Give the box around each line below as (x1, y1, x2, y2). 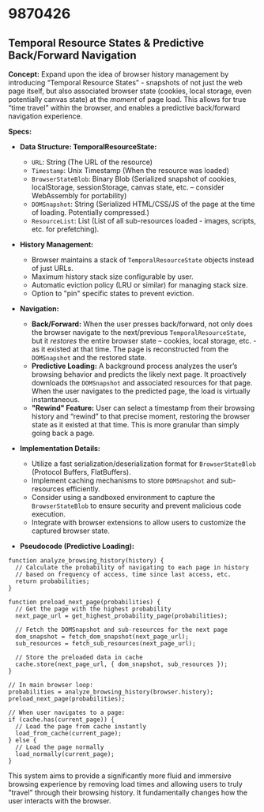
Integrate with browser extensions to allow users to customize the (31, 518, 247, 527)
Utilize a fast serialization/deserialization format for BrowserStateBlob (31, 459, 257, 468)
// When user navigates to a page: (8, 709, 126, 716)
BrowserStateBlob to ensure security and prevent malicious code (31, 501, 242, 510)
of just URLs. (31, 264, 74, 273)
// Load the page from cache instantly (15, 723, 147, 731)
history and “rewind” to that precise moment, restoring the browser (31, 412, 251, 421)
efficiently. (66, 484, 100, 494)
